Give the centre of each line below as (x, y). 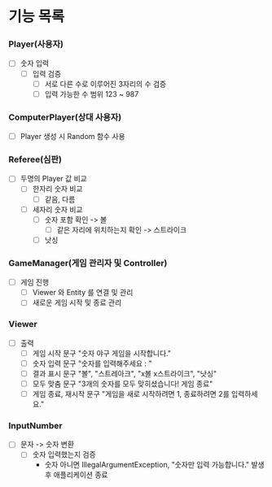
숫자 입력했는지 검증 (64, 454)
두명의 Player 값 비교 (53, 179)
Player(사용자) (36, 44)
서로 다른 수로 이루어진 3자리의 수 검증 (105, 84)
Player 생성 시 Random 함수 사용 (72, 137)
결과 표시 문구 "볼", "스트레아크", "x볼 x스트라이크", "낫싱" (125, 373)
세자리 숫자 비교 (57, 209)
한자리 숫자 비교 (57, 189)
